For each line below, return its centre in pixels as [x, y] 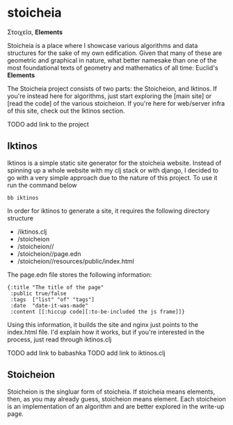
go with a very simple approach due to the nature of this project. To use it [112, 177]
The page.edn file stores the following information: [80, 274]
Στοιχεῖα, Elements [35, 32]
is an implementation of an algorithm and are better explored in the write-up [116, 406]
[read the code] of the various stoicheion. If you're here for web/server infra [116, 103]
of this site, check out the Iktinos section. [66, 111]
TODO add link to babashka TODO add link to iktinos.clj [86, 353]
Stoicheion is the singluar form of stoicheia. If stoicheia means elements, [111, 392]
